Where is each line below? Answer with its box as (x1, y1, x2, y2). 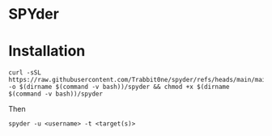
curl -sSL (8, 69, 42, 77)
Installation (8, 42, 86, 61)
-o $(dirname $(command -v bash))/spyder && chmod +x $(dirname (8, 83, 230, 91)
